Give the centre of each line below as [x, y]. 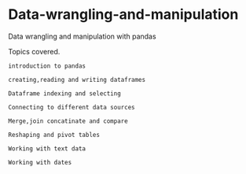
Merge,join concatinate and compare [68, 121]
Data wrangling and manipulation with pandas [82, 36]
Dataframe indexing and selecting [65, 93]
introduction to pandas [47, 66]
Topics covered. [34, 51]
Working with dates [40, 162]
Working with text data [47, 148]
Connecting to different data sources [72, 107]
